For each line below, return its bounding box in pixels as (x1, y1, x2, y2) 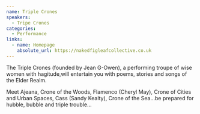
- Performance (11, 31, 47, 37)
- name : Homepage (11, 42, 55, 48)
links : (6, 36, 23, 42)
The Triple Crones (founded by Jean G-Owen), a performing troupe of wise (6, 64, 192, 71)
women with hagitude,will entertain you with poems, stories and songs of (6, 70, 187, 78)
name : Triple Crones (6, 8, 58, 15)
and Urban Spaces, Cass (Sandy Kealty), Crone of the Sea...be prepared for (6, 94, 194, 101)
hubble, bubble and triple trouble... (6, 101, 92, 108)
